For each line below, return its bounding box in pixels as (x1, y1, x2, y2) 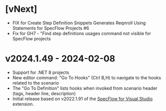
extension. (12, 101, 34, 107)
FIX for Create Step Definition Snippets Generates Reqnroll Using (12, 20, 146, 26)
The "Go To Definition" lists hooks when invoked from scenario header (12, 85, 158, 91)
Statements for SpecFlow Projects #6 (12, 25, 89, 31)
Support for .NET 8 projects (12, 69, 69, 75)
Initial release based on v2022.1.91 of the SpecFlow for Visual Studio (12, 96, 153, 102)
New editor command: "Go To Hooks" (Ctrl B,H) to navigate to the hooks (12, 74, 161, 80)
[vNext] (5, 3, 37, 15)
